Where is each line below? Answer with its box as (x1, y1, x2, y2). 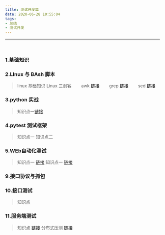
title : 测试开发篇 (5, 7, 39, 12)
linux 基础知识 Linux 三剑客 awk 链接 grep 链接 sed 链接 (17, 83, 156, 89)
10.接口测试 (5, 187, 33, 194)
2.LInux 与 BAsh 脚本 (5, 70, 55, 77)
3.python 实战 (5, 96, 39, 103)
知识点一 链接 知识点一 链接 (17, 160, 73, 165)
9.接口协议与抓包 (5, 173, 46, 180)
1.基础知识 (5, 57, 29, 64)
